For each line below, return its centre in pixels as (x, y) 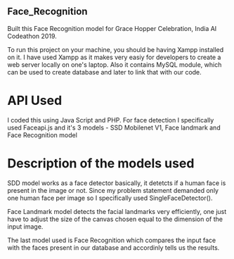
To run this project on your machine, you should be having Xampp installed (116, 49)
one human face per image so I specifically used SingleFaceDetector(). (110, 198)
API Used (35, 101)
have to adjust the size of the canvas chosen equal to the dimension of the (115, 219)
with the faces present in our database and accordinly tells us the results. (113, 247)
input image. (25, 226)
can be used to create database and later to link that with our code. (104, 72)
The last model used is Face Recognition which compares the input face (112, 240)
